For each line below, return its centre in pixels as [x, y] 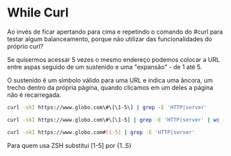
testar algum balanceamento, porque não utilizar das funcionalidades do [110, 38]
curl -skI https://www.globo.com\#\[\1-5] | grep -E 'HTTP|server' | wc [113, 120]
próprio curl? [25, 46]
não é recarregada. [34, 95]
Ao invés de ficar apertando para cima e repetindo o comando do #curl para [115, 32]
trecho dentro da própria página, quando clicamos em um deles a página [110, 87]
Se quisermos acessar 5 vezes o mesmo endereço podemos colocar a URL [113, 59]
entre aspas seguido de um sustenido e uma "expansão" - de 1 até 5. [105, 67]
